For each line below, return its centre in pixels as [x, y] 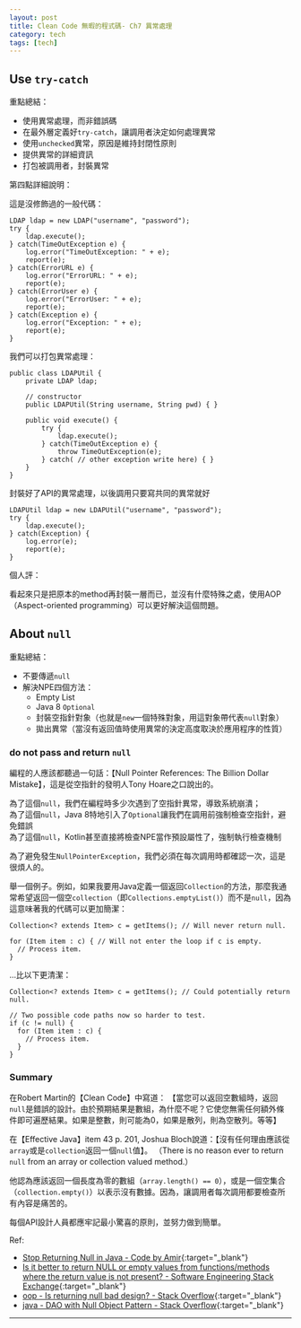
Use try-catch [49, 79]
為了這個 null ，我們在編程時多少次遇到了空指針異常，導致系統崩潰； [135, 803]
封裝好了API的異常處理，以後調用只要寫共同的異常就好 [110, 494]
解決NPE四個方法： [58, 686]
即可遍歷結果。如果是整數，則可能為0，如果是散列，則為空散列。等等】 [149, 1120]
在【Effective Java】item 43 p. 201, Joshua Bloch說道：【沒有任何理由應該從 [150, 1140]
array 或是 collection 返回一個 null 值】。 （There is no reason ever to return [146, 1150]
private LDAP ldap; [62, 381]
